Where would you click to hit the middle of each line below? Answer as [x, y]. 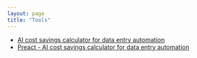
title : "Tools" [29, 20]
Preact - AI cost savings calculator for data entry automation [103, 47]
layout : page [26, 13]
